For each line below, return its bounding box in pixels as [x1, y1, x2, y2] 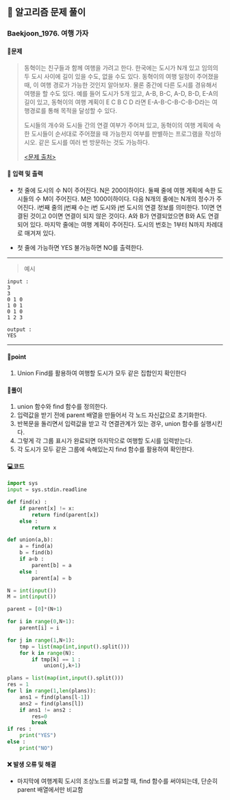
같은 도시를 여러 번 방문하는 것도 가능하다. [38, 138, 151, 146]
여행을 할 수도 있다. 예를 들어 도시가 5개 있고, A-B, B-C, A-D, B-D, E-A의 [23, 89, 219, 97]
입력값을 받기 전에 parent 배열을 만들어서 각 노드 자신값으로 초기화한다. [16, 411, 207, 419]
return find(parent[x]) [31, 511, 99, 518]
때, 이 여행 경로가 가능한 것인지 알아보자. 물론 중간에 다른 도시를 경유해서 [23, 81, 218, 89]
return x [31, 524, 57, 531]
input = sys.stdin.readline [7, 486, 88, 493]
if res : [7, 725, 32, 733]
